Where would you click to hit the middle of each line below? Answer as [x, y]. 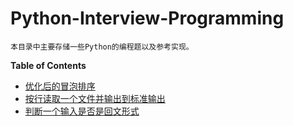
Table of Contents [48, 65]
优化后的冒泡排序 [60, 86]
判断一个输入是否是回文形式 [82, 111]
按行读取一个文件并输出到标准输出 [95, 98]
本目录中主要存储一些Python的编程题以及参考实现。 [102, 47]
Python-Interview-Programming [147, 18]
